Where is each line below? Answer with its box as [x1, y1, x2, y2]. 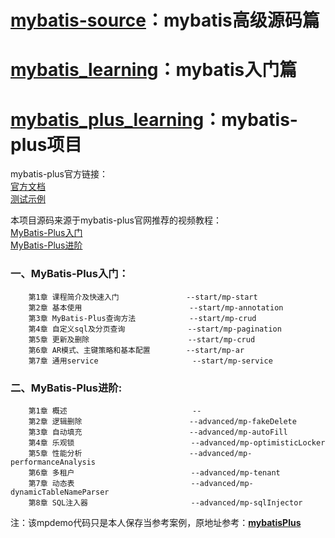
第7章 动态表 [28, 478, 75, 488]
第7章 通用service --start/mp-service [28, 356, 273, 366]
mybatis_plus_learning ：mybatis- [10, 108, 298, 131]
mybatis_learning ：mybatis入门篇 [10, 59, 298, 81]
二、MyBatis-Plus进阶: [10, 381, 123, 395]
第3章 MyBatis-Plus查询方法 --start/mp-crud [28, 313, 257, 323]
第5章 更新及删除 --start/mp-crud [28, 334, 256, 345]
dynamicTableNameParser [10, 487, 110, 497]
